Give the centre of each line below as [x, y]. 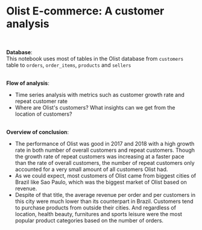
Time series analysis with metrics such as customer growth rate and [100, 95]
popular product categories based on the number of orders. [89, 220]
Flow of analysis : [28, 83]
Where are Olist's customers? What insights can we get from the [95, 107]
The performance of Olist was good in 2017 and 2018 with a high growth [105, 143]
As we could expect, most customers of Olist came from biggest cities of [106, 175]
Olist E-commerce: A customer [85, 11]
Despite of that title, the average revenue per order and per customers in [105, 194]
